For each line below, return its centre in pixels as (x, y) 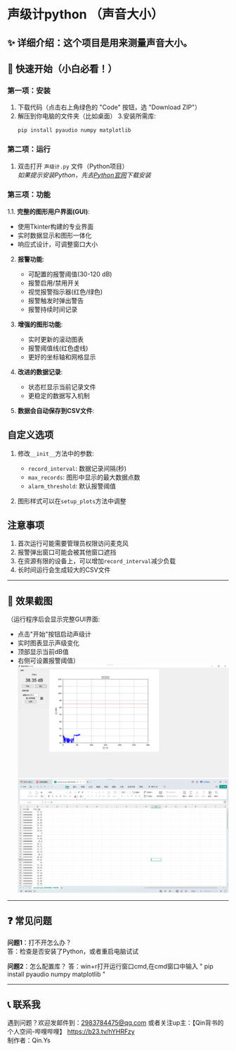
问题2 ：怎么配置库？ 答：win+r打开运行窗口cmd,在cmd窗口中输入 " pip (111, 966)
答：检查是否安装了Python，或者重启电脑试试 (73, 951)
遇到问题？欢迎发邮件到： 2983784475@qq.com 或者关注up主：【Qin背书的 (116, 1023)
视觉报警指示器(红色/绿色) (65, 291)
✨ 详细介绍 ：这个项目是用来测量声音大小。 (100, 43)
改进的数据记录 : (40, 371)
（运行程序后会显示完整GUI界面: (54, 619)
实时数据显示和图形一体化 (54, 235)
